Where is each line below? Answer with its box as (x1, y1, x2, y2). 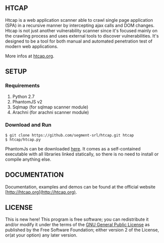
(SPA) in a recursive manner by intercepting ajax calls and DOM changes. (5, 22, 155, 28)
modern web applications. (5, 43, 58, 49)
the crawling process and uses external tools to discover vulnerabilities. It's (5, 33, 159, 39)
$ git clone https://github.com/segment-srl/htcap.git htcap (5, 133, 134, 138)
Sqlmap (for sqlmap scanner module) (12, 104, 89, 110)
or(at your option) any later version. (5, 232, 78, 238)
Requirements (5, 82, 40, 89)
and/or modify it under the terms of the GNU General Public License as (5, 222, 150, 228)
